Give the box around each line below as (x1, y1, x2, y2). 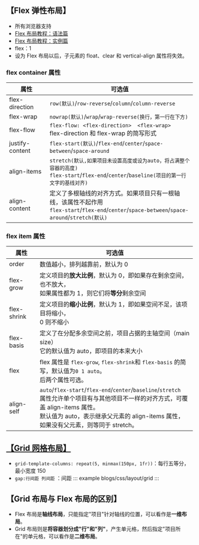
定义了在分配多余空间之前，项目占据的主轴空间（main (39, 329, 190, 338)
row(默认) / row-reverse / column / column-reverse (49, 100, 176, 108)
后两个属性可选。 (39, 376, 88, 384)
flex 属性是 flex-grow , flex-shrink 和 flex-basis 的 (39, 358, 181, 366)
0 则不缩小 (39, 318, 69, 326)
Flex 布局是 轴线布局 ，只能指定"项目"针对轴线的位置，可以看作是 (14, 511, 172, 518)
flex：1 (14, 44, 31, 52)
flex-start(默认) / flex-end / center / (49, 139, 145, 148)
